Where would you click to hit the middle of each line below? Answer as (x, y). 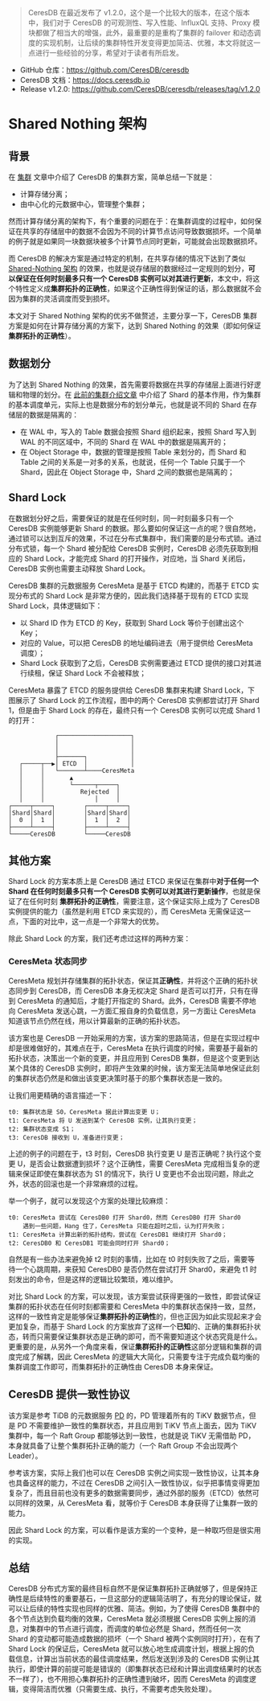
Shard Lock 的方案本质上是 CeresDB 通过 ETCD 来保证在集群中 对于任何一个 (133, 881)
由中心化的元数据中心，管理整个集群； (83, 204)
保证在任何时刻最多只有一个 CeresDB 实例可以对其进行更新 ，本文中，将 (134, 278)
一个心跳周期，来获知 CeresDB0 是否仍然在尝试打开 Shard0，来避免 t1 (131, 1269)
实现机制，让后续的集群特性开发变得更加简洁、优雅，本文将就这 (148, 43)
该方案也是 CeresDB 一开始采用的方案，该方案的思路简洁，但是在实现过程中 (134, 1037)
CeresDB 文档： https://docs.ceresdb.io (85, 80)
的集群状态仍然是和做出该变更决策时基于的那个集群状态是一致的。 (117, 1078)
